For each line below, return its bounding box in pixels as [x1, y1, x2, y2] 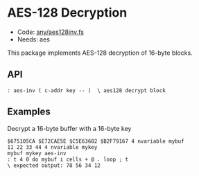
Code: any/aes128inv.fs [17, 28, 85, 36]
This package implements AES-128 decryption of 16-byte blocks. [7, 49, 193, 57]
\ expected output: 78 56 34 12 [7, 161, 101, 169]
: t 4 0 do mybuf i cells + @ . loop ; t [7, 156, 129, 163]
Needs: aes [17, 35, 51, 43]
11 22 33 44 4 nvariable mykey [7, 143, 98, 150]
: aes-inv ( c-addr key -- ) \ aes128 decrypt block [7, 87, 166, 94]
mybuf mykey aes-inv [7, 150, 67, 157]
